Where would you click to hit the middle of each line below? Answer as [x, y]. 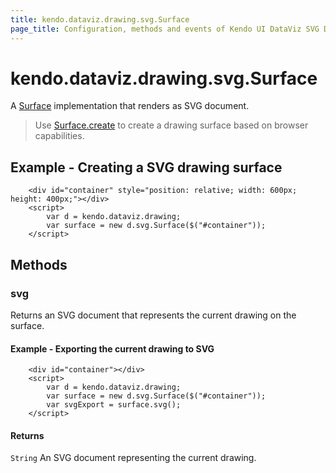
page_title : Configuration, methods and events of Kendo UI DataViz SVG [165, 29]
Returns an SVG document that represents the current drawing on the [153, 315]
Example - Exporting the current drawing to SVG [112, 348]
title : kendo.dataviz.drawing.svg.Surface [100, 19]
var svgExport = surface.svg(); [114, 405]
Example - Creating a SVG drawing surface [146, 167]
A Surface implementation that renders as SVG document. [130, 106]
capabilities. [59, 136]
